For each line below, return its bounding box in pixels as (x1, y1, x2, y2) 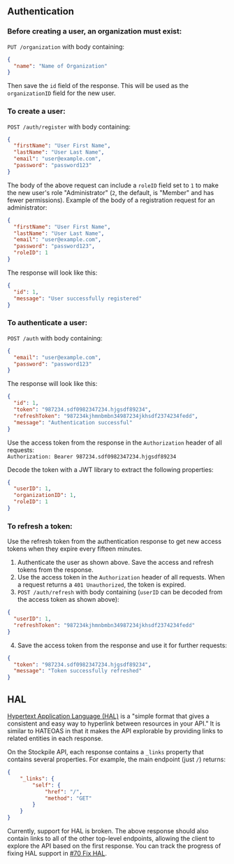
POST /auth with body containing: (7, 333, 103, 342)
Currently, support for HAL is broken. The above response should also (7, 827, 209, 835)
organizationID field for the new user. (7, 89, 116, 97)
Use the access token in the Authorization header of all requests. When (17, 573, 225, 582)
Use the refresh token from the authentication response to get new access (7, 538, 222, 546)
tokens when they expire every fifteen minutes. (7, 545, 142, 553)
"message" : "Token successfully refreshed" (13, 668, 142, 675)
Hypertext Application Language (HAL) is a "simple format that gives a (7, 712, 210, 721)
